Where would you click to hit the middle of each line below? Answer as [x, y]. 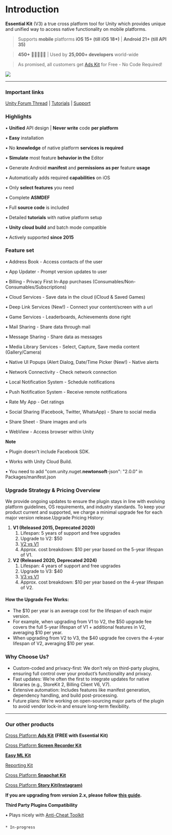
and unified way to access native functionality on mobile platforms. [76, 29]
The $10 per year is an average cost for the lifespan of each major [82, 611]
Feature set [20, 250]
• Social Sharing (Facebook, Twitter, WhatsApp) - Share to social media [81, 412]
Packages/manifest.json [31, 477]
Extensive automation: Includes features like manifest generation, [82, 690]
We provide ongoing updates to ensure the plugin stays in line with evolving [85, 501]
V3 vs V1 [30, 577]
